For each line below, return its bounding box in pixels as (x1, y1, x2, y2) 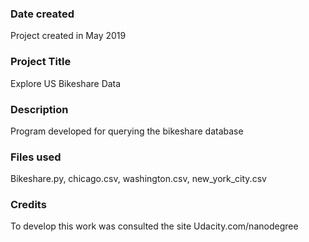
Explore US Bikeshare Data (10, 77, 122, 89)
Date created (10, 7, 75, 21)
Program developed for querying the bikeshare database (10, 125, 244, 137)
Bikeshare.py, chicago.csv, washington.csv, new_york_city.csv (10, 173, 267, 185)
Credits (10, 198, 47, 212)
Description (10, 102, 69, 116)
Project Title (10, 55, 72, 69)
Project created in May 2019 (10, 30, 127, 42)
